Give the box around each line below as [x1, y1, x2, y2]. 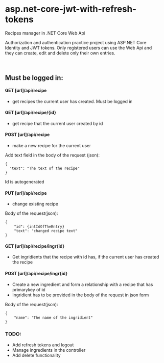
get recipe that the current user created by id [12, 120, 103, 126]
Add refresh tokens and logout [12, 342, 74, 348]
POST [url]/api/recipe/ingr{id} [5, 270, 68, 276]
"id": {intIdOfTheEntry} [14, 224, 65, 229]
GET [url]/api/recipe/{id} [5, 109, 56, 116]
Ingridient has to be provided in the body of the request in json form [12, 292, 149, 298]
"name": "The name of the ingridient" [14, 315, 93, 320]
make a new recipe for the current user [12, 142, 92, 148]
